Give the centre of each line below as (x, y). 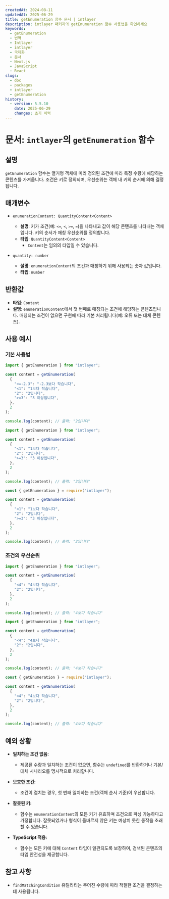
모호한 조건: (24, 782)
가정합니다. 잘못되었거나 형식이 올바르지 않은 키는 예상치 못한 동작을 (87, 820)
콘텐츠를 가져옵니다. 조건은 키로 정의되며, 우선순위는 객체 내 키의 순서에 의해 (80, 179)
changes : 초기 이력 (33, 113)
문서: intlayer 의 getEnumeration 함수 (80, 140)
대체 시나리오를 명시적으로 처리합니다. (57, 771)
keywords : (16, 29)
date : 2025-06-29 (33, 109)
